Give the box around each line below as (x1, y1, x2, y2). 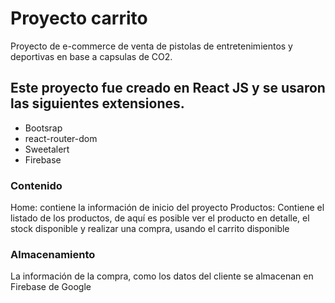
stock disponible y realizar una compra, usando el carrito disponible (10, 223, 290, 235)
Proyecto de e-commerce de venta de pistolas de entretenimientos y (10, 40, 293, 52)
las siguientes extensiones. (10, 95, 185, 112)
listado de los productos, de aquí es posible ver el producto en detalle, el (10, 212, 310, 224)
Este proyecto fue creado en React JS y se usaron (10, 80, 326, 97)
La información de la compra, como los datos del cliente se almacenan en (10, 270, 314, 282)
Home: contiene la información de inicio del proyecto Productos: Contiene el (10, 202, 325, 214)
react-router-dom (24, 132, 98, 144)
